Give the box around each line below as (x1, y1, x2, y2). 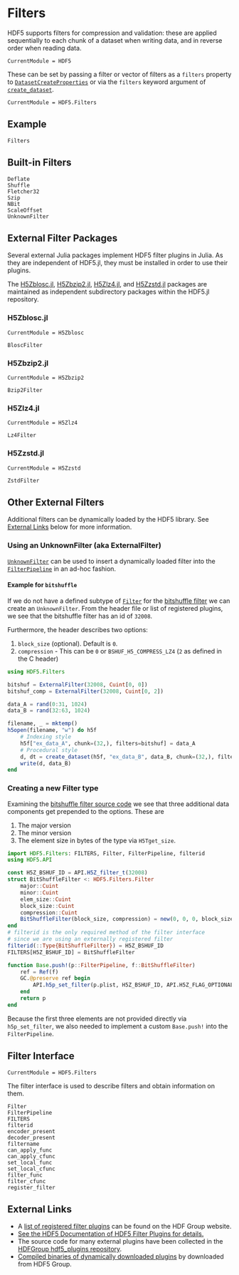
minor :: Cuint (20, 889, 59, 896)
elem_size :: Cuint (20, 896, 72, 903)
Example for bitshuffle (7, 581, 78, 589)
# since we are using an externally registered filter (7, 936, 174, 943)
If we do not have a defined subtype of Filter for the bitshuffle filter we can (7, 597, 230, 605)
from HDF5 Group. (17, 1260, 73, 1269)
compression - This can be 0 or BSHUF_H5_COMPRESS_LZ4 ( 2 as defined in (17, 646, 223, 655)
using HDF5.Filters (7, 668, 65, 675)
